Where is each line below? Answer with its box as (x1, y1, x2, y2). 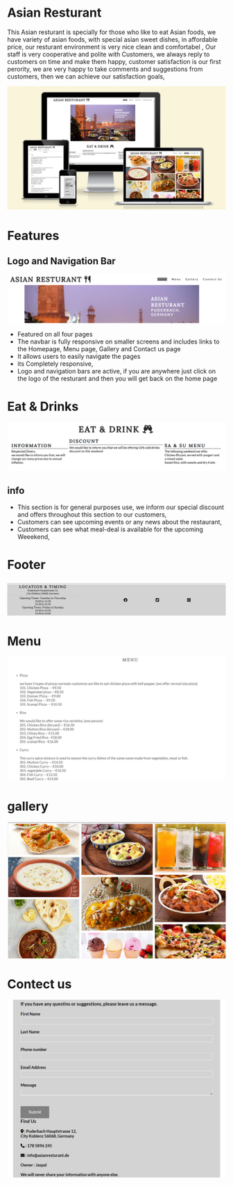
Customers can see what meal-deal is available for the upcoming (17, 525, 203, 533)
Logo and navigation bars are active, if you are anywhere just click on (17, 366, 216, 375)
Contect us (7, 976, 72, 992)
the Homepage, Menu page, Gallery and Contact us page (17, 344, 181, 353)
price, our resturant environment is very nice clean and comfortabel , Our (7, 42, 216, 51)
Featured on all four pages (17, 330, 93, 338)
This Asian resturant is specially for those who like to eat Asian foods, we (7, 28, 216, 36)
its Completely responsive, (17, 360, 94, 368)
